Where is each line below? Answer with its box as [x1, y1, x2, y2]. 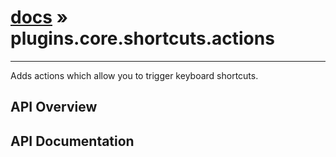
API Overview [10, 99, 98, 116]
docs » [10, 6, 69, 29]
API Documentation [10, 132, 135, 150]
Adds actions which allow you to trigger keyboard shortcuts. [10, 69, 259, 81]
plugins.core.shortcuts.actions [10, 27, 275, 50]
